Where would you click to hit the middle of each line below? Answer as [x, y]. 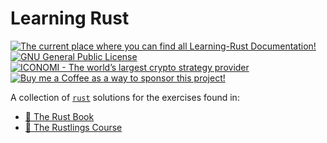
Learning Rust [70, 18]
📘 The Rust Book [59, 116]
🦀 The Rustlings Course [73, 127]
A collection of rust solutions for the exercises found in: [125, 97]
